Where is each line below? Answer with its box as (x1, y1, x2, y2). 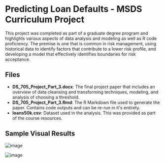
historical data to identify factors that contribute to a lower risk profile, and (5, 46, 156, 52)
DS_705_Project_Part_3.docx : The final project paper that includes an (12, 84, 155, 90)
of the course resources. (12, 115, 63, 121)
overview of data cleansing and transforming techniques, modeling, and (12, 89, 159, 95)
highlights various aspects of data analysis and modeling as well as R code (5, 35, 157, 41)
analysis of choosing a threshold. (12, 94, 80, 100)
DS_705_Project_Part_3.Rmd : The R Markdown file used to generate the (12, 99, 160, 105)
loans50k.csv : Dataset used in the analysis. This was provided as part (12, 110, 156, 116)
